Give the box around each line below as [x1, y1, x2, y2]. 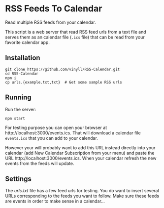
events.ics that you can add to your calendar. [5, 135, 98, 141]
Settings [5, 174, 32, 183]
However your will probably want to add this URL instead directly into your [5, 144, 156, 151]
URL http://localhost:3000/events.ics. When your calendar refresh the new [5, 155, 157, 161]
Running [5, 93, 32, 102]
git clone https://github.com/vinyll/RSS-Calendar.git [5, 67, 120, 72]
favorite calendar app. [5, 39, 50, 45]
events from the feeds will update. [5, 160, 74, 166]
